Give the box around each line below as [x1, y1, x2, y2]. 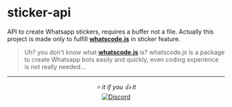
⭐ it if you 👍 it [95, 82, 137, 91]
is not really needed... [23, 62, 86, 71]
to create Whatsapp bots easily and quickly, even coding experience [23, 55, 219, 63]
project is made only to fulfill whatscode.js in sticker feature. [7, 34, 181, 43]
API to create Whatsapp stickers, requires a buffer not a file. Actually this [7, 27, 214, 36]
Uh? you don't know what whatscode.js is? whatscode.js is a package [23, 48, 225, 56]
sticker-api [7, 5, 71, 21]
